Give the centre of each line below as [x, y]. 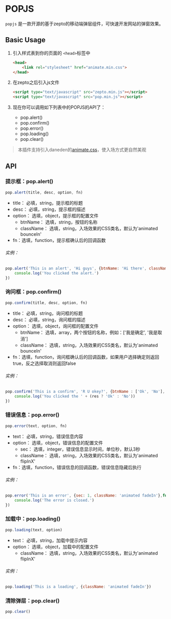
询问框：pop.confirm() [34, 292]
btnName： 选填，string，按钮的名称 [59, 222]
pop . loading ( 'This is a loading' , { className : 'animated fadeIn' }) [78, 587]
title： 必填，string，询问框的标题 [48, 313]
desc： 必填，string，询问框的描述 [49, 319]
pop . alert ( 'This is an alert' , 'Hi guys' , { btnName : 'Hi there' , [76, 268]
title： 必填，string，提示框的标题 [48, 203]
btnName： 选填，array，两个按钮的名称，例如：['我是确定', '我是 [89, 332]
